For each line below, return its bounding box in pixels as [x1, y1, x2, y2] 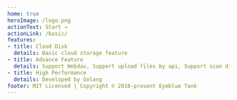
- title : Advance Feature [7, 56, 83, 63]
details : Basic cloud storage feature [13, 50, 128, 57]
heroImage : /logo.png [7, 17, 71, 24]
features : [7, 37, 37, 44]
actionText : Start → [7, 23, 68, 30]
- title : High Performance [7, 69, 87, 76]
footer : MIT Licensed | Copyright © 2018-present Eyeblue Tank [7, 82, 197, 89]
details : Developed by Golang [13, 75, 102, 83]
